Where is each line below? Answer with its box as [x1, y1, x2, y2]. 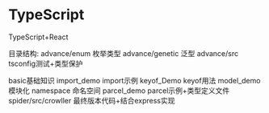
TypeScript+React [8, 32, 69, 42]
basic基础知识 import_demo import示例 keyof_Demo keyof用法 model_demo [8, 75, 261, 85]
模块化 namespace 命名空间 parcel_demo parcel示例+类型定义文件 [8, 86, 230, 95]
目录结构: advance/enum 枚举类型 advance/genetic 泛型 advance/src [8, 48, 239, 58]
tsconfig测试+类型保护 [8, 59, 83, 68]
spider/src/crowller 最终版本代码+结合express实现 [8, 95, 175, 105]
